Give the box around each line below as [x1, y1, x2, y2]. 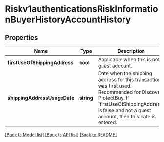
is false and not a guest [98, 107, 151, 114]
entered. [98, 119, 118, 126]
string [79, 95, 94, 101]
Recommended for [98, 89, 141, 95]
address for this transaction [98, 76, 161, 83]
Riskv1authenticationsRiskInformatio [5, 3, 158, 15]
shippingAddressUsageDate [7, 95, 75, 101]
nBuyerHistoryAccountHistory [5, 14, 131, 25]
